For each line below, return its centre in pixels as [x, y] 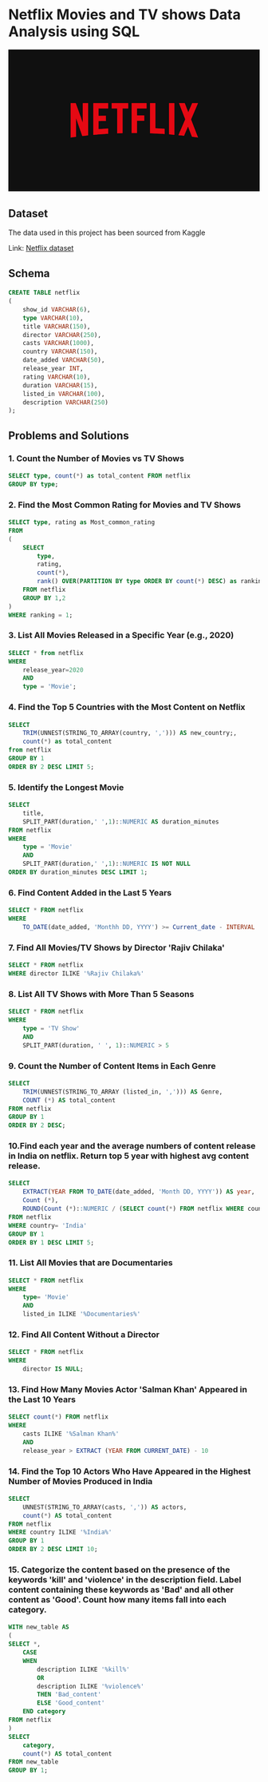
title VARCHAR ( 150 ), [57, 326]
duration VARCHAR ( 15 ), [60, 385]
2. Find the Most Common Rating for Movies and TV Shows [125, 505]
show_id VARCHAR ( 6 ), [57, 309]
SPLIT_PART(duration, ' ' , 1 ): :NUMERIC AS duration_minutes [121, 822]
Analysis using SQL [74, 32]
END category [44, 1712]
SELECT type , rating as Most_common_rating [82, 522]
